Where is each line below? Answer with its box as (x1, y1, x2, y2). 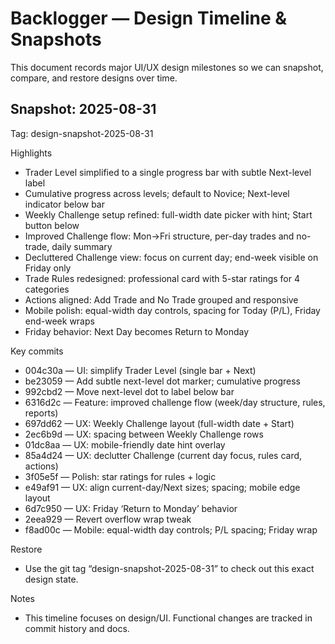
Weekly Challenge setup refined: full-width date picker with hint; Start (24, 208, 313, 221)
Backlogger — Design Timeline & (10, 7, 288, 30)
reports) (24, 407, 59, 419)
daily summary (51, 240, 113, 252)
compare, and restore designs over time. (10, 72, 178, 84)
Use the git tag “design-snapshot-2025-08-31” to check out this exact (24, 562, 315, 574)
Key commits (10, 345, 64, 357)
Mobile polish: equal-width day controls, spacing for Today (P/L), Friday (24, 304, 321, 316)
